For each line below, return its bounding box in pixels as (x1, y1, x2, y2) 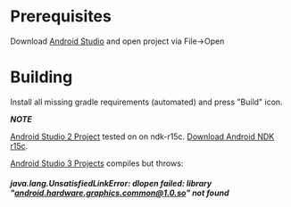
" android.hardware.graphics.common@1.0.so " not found (10, 187, 229, 198)
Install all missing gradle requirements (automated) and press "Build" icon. (10, 96, 284, 107)
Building (10, 67, 73, 87)
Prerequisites (10, 6, 112, 27)
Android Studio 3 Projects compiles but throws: (10, 158, 184, 169)
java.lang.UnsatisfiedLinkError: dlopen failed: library (10, 178, 212, 189)
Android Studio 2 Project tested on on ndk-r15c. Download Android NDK (10, 131, 275, 142)
